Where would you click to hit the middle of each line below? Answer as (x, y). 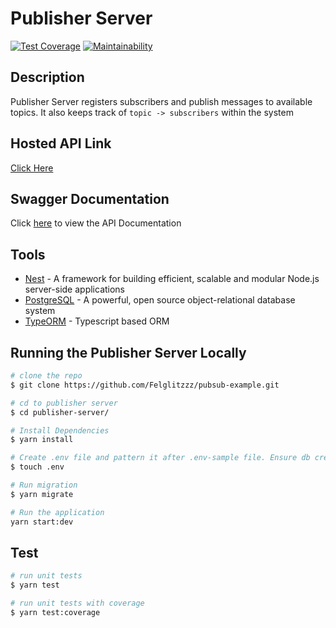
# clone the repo (46, 376)
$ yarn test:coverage (55, 612)
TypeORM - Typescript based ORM (97, 321)
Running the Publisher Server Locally (128, 352)
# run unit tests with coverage (77, 603)
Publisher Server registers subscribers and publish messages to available (161, 101)
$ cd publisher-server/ (60, 412)
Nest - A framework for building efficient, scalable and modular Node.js (172, 279)
